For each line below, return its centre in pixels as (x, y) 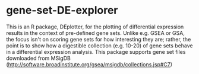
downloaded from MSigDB (39, 58)
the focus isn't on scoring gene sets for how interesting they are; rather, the (99, 39)
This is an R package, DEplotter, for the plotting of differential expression (95, 27)
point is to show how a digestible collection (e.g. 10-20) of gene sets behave (99, 46)
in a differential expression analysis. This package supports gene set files (96, 52)
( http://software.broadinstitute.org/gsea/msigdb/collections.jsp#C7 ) (89, 64)
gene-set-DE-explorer (62, 10)
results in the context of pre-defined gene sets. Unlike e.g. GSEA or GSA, (96, 33)
